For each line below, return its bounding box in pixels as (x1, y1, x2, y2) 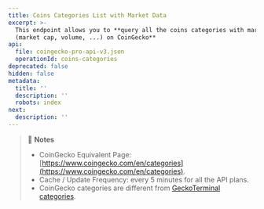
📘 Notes (27, 135, 55, 144)
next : (8, 106, 26, 114)
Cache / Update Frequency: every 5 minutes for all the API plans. (38, 175, 249, 184)
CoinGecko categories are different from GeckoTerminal (38, 183, 221, 193)
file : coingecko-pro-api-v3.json (15, 48, 125, 56)
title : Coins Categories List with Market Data (8, 11, 167, 20)
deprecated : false (8, 63, 68, 70)
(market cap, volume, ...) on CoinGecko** (15, 33, 156, 41)
